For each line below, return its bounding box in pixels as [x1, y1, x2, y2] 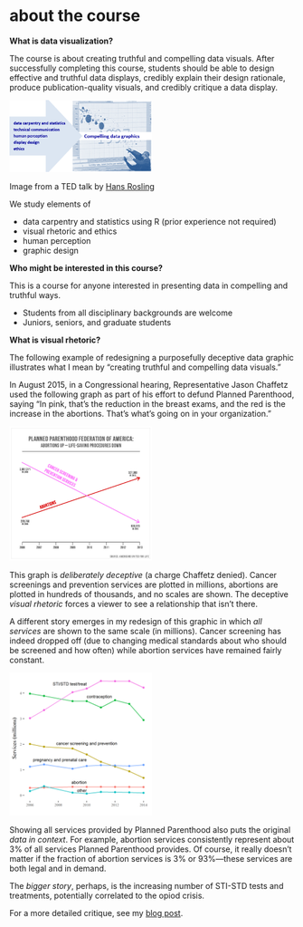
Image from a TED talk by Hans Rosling [9, 180, 156, 191]
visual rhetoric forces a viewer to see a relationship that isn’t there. [9, 598, 259, 609]
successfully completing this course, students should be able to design [9, 63, 275, 73]
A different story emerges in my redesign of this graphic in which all [9, 615, 262, 626]
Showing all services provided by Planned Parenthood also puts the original [9, 824, 291, 835]
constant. [9, 654, 45, 665]
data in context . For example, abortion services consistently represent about [9, 834, 295, 845]
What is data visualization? [9, 35, 114, 46]
